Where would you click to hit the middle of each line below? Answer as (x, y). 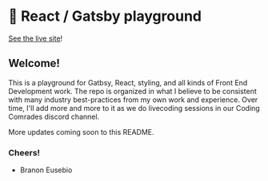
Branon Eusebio (46, 170)
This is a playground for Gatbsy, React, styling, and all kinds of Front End (128, 82)
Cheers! (24, 152)
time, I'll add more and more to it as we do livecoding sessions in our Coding (134, 108)
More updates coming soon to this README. (81, 132)
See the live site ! (36, 38)
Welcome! (34, 63)
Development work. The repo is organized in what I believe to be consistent (133, 91)
